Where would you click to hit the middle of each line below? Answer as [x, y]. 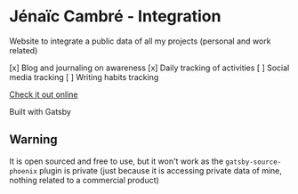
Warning [33, 140]
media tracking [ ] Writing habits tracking [84, 77]
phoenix [24, 171]
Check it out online [44, 94]
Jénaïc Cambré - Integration [115, 16]
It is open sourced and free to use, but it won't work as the [117, 161]
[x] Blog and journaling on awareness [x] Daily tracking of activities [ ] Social [149, 68]
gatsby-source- [254, 162]
